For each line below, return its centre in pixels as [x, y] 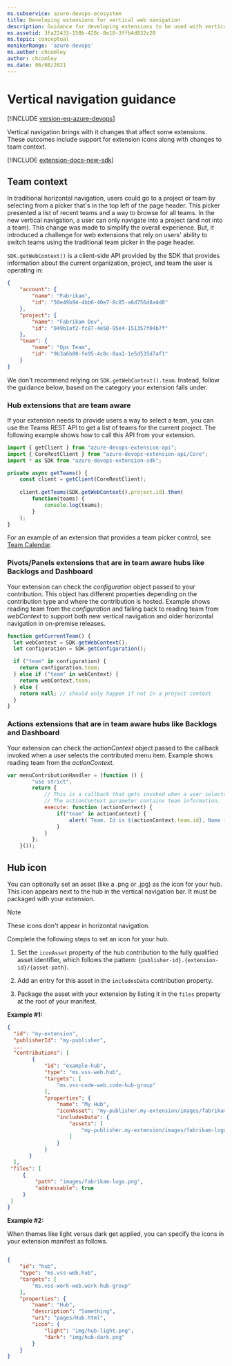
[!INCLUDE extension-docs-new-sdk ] [60, 160]
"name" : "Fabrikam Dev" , [68, 322]
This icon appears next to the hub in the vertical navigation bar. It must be [112, 891]
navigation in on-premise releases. [56, 623]
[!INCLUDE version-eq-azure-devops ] [61, 118]
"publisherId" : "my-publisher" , [60, 1040]
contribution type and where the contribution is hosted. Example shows [109, 601]
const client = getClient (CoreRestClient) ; [83, 479]
